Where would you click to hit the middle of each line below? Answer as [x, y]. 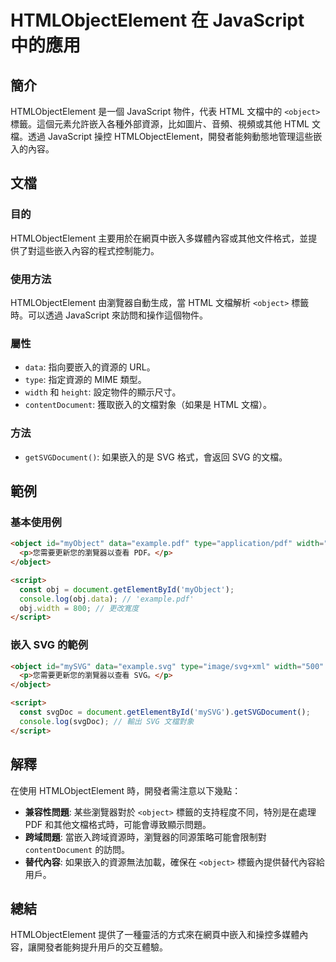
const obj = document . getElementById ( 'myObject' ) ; [127, 589]
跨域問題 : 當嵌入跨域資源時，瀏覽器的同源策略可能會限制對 [145, 837]
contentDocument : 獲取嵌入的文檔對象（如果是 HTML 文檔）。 [148, 405]
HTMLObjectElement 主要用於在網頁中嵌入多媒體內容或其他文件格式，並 [159, 238]
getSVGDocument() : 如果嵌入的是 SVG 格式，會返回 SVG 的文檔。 [156, 457]
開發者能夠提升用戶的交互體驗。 [102, 947]
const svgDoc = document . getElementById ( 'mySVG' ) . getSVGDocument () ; [165, 712]
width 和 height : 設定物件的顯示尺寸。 [103, 392]
